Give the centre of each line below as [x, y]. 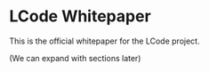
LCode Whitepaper [80, 16]
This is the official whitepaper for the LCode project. [104, 41]
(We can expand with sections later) [75, 58]
